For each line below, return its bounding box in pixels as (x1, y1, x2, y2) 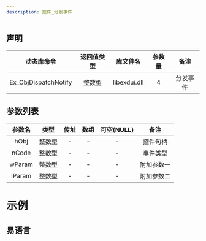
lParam (11, 172, 32, 180)
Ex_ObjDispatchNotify (9, 78, 72, 86)
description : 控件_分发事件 (6, 9, 72, 15)
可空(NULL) (100, 126, 134, 134)
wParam (9, 160, 34, 169)
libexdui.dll (113, 78, 144, 86)
